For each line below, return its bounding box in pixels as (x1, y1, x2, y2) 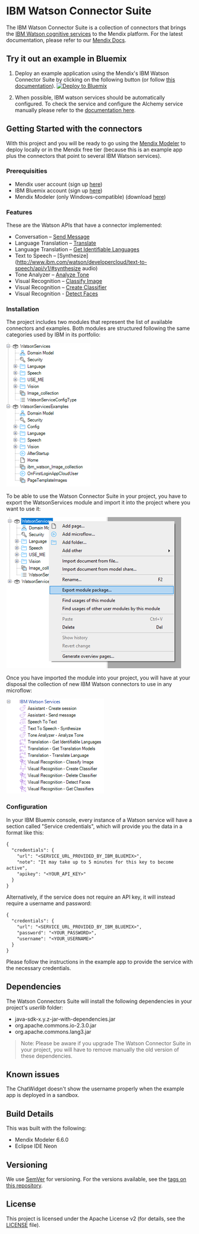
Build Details (6, 1109, 54, 1119)
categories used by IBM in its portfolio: (6, 331, 101, 338)
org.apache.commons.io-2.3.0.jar (14, 1021, 97, 1029)
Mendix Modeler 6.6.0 (14, 1136, 69, 1143)
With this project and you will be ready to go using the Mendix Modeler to (6, 139, 186, 147)
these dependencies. (20, 1052, 73, 1060)
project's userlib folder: (6, 1004, 64, 1011)
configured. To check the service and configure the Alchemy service (14, 100, 183, 107)
